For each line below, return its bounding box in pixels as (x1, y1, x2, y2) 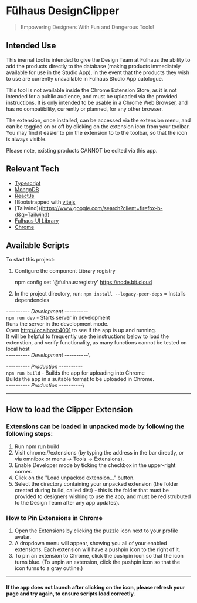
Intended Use (6, 41, 56, 51)
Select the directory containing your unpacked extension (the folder (14, 481, 179, 488)
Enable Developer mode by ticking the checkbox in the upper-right (14, 462, 176, 469)
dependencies (14, 296, 50, 304)
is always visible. (6, 135, 47, 143)
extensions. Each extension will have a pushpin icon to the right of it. (14, 546, 181, 553)
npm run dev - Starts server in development (6, 314, 110, 322)
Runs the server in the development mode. (6, 320, 109, 327)
